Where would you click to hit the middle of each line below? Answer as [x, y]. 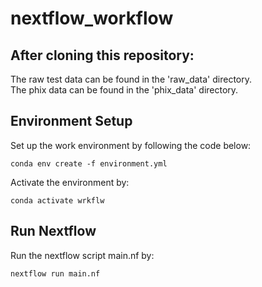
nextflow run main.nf [55, 273]
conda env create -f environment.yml [89, 163]
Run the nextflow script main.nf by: [82, 255]
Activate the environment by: [70, 182]
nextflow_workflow [92, 18]
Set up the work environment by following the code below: [131, 145]
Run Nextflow [53, 231]
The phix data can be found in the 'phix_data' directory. [124, 90]
